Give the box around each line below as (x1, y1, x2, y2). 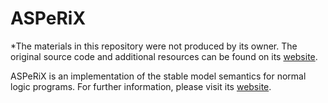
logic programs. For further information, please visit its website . (10, 80, 272, 92)
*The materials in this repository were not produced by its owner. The (10, 40, 298, 52)
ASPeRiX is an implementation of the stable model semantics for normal (10, 70, 307, 82)
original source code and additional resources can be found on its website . (10, 50, 318, 62)
